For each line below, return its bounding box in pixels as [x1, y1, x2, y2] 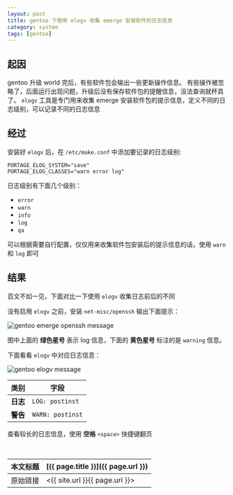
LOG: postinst [32, 397, 80, 405]
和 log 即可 [7, 249, 40, 257]
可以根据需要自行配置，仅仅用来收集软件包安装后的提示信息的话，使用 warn [7, 240, 226, 249]
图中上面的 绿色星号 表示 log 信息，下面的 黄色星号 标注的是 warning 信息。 [7, 336, 226, 344]
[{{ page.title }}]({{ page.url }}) [46, 461, 148, 471]
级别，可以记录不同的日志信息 [13, 105, 100, 113]
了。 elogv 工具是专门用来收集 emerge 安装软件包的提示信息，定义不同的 [7, 96, 220, 105]
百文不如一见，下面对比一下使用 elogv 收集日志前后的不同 [7, 292, 175, 300]
